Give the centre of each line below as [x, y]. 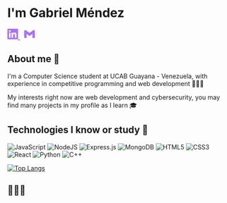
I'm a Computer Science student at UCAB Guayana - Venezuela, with [107, 76]
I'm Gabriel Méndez [66, 13]
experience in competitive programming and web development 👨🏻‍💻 [106, 83]
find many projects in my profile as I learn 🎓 [72, 105]
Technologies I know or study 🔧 [78, 130]
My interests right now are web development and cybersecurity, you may [114, 97]
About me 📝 [34, 59]
